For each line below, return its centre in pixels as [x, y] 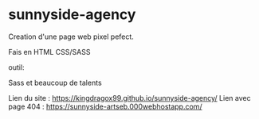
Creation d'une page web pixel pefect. [71, 36]
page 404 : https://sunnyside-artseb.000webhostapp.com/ [105, 106]
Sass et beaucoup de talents [55, 83]
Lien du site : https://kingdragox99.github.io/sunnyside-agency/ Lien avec [129, 98]
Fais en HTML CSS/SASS [49, 52]
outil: [17, 67]
